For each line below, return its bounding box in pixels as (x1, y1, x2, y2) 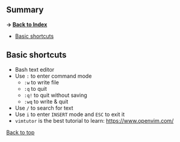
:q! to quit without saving (23, 91, 87, 99)
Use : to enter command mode (14, 72, 92, 79)
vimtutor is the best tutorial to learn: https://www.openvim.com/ (14, 117, 174, 124)
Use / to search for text (14, 104, 73, 111)
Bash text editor (14, 66, 55, 73)
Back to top (6, 129, 35, 136)
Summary (6, 5, 44, 15)
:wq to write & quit (23, 97, 69, 105)
